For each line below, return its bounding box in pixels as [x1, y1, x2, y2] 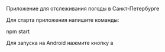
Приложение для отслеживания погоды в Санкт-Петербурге [6, 5, 160, 12]
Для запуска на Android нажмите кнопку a [6, 40, 114, 46]
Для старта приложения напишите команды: [6, 17, 119, 23]
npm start [6, 28, 30, 35]
